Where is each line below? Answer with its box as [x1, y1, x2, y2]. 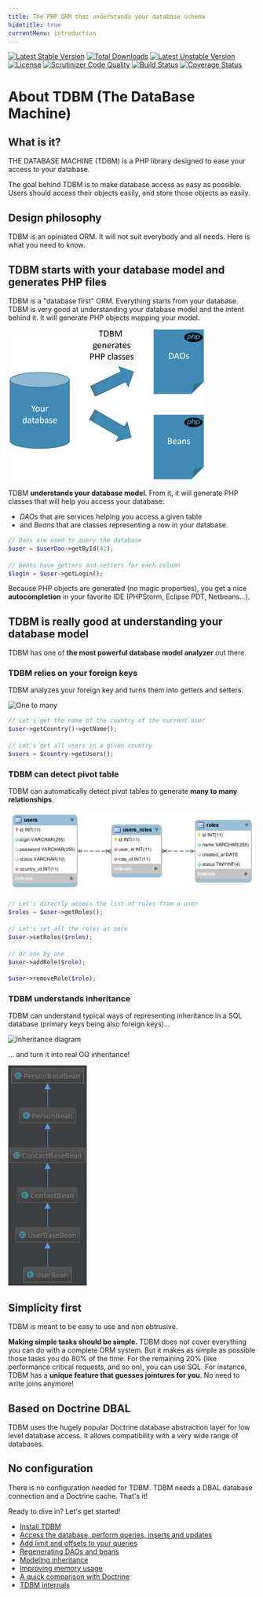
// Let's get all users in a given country [8, 742, 153, 750]
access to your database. [8, 165, 90, 174]
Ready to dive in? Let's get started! [8, 1506, 121, 1516]
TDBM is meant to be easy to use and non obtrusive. [8, 1322, 178, 1331]
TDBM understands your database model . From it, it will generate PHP [8, 488, 239, 497]
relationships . [8, 795, 54, 805]
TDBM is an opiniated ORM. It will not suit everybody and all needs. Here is [8, 232, 250, 241]
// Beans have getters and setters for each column [8, 561, 181, 569]
